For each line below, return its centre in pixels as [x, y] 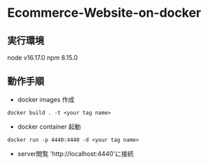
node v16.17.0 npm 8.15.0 [43, 58]
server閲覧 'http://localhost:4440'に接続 [76, 153]
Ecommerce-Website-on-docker [104, 13]
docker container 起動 [49, 127]
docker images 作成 [46, 99]
